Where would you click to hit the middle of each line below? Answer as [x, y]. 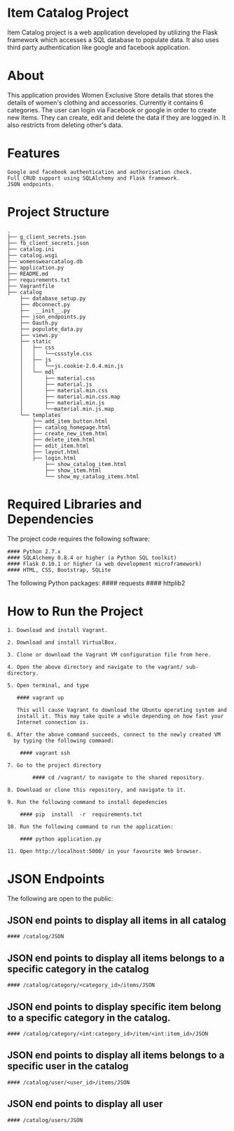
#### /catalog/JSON [36, 937]
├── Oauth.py [39, 323]
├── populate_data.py [51, 329]
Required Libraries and [75, 504]
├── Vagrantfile [31, 286]
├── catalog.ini [31, 249]
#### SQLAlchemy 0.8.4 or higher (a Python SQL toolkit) [92, 557]
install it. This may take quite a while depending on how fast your [120, 716]
